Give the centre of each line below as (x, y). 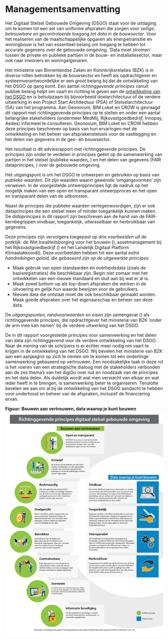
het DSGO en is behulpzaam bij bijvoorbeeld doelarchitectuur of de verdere (83, 97)
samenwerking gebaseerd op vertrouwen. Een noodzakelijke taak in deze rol (84, 361)
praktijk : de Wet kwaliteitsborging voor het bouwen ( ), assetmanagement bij (83, 242)
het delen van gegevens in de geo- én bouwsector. (58, 139)
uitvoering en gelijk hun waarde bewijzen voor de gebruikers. (75, 289)
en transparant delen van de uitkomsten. (47, 196)
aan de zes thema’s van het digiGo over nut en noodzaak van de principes (81, 372)
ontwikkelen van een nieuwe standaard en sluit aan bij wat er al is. (81, 278)
